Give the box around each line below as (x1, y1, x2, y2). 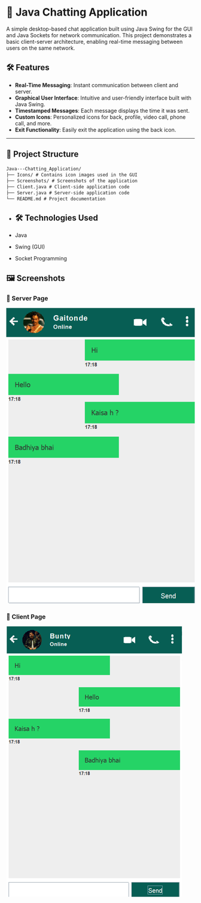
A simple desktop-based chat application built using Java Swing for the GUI (6, 25, 193, 32)
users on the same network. (6, 44, 75, 52)
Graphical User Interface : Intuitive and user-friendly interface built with (14, 94, 191, 101)
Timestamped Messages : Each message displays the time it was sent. (14, 107, 190, 114)
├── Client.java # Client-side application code (6, 184, 130, 190)
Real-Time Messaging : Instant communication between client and (14, 81, 178, 89)
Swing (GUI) (14, 243, 45, 251)
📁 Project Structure (6, 149, 79, 160)
